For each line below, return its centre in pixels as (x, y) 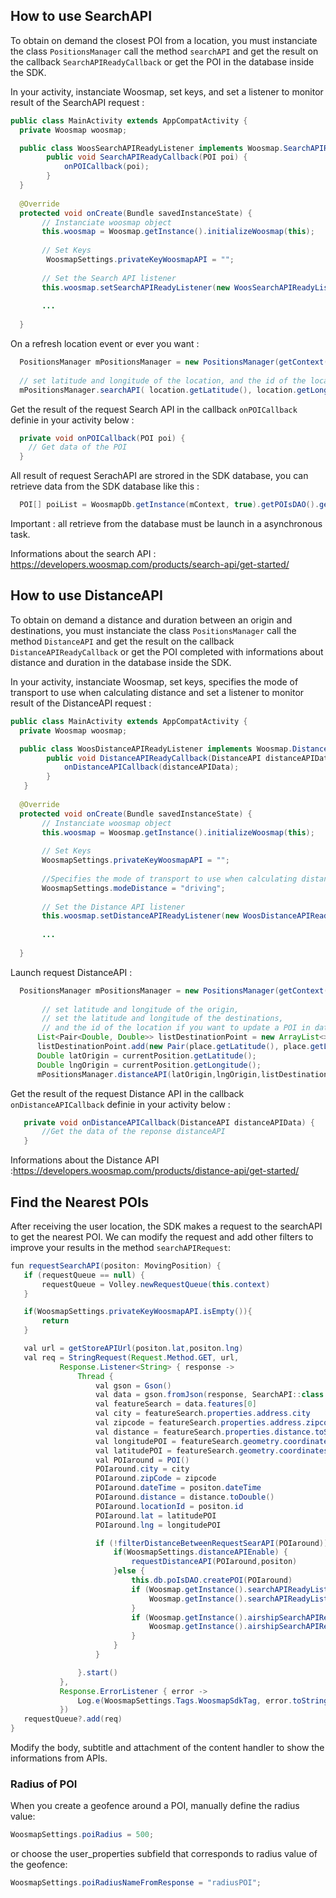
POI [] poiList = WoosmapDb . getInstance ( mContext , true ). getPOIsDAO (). (169, 505)
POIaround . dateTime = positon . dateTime (178, 1488)
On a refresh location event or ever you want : (105, 344)
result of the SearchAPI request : (77, 102)
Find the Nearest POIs (79, 1202)
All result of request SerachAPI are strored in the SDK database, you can (159, 476)
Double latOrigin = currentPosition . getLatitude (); (146, 1055)
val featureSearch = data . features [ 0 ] (176, 1404)
